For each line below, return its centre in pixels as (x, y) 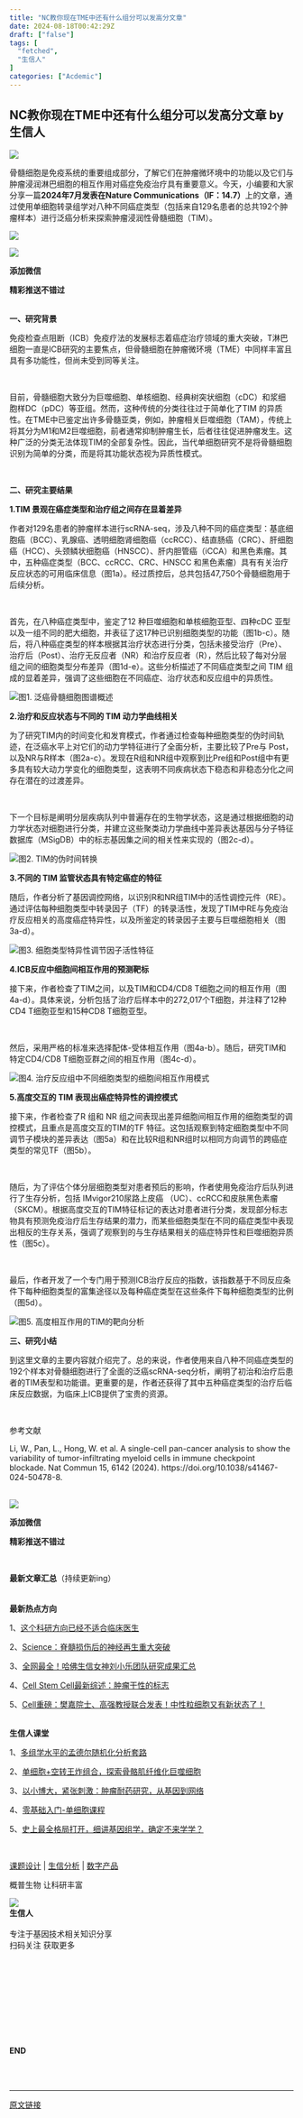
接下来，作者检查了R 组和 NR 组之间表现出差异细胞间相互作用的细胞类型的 (147, 1116)
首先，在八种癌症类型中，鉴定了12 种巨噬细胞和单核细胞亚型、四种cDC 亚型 (150, 621)
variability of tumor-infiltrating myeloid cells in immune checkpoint (132, 1458)
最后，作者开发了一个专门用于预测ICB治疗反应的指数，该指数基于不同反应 (147, 1280)
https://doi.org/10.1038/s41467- (220, 1468)
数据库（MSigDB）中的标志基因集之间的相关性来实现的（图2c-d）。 (134, 839)
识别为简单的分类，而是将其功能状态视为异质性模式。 (108, 453)
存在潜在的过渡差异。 (49, 780)
